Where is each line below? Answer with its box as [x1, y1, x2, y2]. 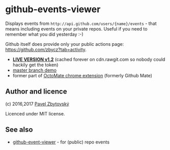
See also [5, 126, 33, 134]
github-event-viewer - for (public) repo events [12, 139, 110, 145]
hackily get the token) [12, 62, 59, 68]
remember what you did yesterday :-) [5, 31, 84, 37]
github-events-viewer [5, 4, 101, 15]
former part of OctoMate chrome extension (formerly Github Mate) [12, 72, 153, 78]
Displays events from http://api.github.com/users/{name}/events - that [5, 20, 157, 26]
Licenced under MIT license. [5, 110, 65, 116]
